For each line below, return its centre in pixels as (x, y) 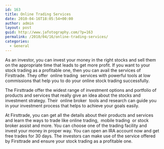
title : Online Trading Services (38, 14)
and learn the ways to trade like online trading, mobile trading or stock (77, 120)
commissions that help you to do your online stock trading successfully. (77, 81)
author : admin (20, 23)
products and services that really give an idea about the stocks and (73, 95)
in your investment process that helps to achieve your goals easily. (72, 106)
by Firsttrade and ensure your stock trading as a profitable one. (69, 141)
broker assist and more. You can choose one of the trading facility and (76, 126)
